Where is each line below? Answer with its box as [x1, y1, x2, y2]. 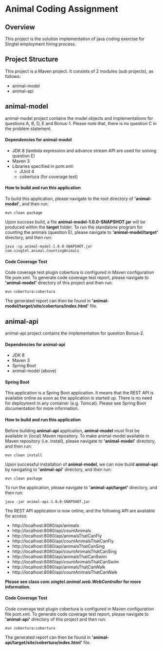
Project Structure [5, 55, 58, 64]
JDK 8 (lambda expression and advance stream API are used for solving [12, 148, 157, 154]
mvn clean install [5, 452, 42, 458]
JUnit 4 [19, 168, 35, 174]
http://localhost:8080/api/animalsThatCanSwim [12, 554, 107, 560]
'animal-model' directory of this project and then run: [5, 280, 113, 286]
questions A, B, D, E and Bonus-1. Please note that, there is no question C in [5, 120, 157, 126]
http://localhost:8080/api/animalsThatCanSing [12, 543, 105, 549]
